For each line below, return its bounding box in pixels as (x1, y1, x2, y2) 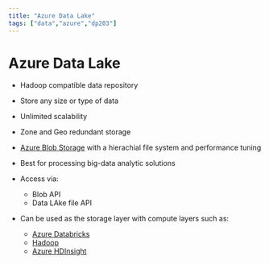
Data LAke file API (31, 198, 93, 208)
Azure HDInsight (31, 246, 87, 256)
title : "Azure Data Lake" (8, 11, 95, 20)
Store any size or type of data (19, 96, 119, 105)
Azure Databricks (31, 229, 90, 239)
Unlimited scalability (19, 112, 88, 122)
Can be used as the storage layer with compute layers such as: (19, 214, 230, 224)
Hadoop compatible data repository (19, 80, 139, 90)
